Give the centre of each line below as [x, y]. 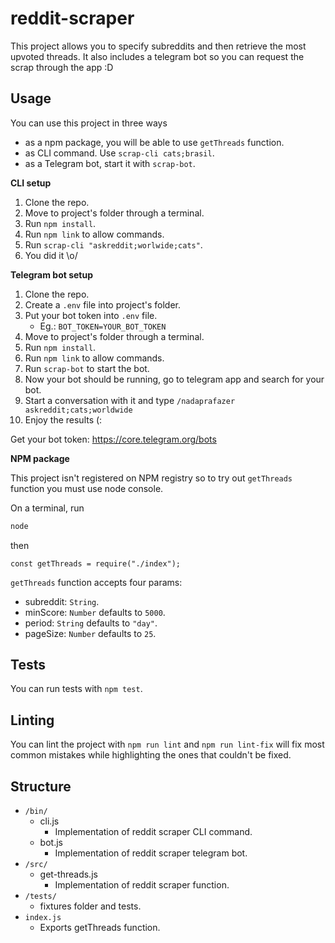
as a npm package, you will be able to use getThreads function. [154, 142]
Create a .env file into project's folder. [103, 304]
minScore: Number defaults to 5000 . [95, 612]
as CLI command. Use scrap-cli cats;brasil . [119, 153]
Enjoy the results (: [63, 419]
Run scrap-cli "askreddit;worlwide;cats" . [113, 244]
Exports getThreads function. [100, 928]
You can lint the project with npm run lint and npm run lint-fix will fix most [167, 744]
